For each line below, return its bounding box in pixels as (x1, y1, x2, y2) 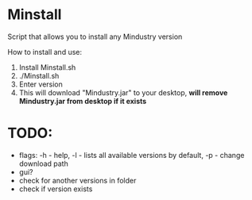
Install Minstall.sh (18, 62, 76, 72)
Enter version (18, 79, 63, 89)
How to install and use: (7, 47, 83, 56)
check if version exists (18, 184, 93, 194)
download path (18, 159, 68, 168)
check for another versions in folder (18, 175, 137, 185)
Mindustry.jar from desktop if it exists (18, 96, 147, 106)
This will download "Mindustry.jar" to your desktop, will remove (18, 87, 228, 97)
